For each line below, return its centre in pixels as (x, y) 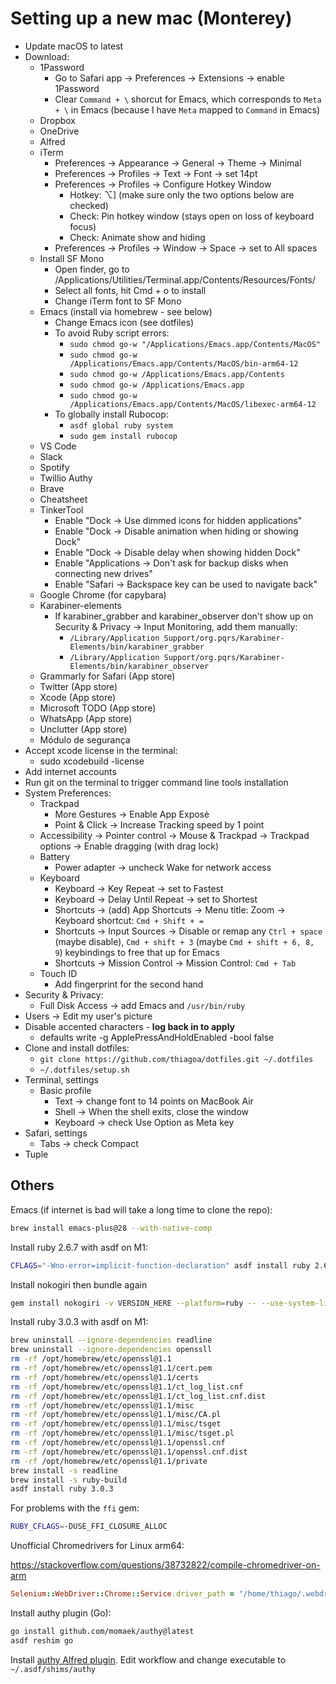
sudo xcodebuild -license (92, 761)
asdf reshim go (42, 1640)
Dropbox (57, 120)
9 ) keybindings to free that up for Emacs (137, 952)
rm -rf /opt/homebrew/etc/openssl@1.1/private (109, 1461)
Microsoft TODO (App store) (98, 708)
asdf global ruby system (121, 425)
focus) (83, 226)
